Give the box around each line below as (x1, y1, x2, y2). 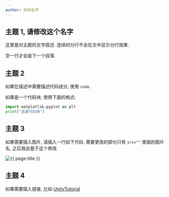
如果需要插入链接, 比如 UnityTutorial (5, 186, 80, 192)
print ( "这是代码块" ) (5, 109, 45, 114)
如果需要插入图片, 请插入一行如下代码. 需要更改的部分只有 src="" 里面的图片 (5, 139, 164, 145)
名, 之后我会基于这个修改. (5, 145, 58, 151)
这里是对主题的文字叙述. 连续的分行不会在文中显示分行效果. (5, 42, 129, 48)
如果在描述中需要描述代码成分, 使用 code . (5, 83, 91, 89)
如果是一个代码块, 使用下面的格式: (5, 94, 76, 101)
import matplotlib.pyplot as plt (5, 105, 76, 110)
